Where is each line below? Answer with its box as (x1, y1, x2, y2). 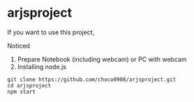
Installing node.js (17, 62, 66, 71)
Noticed (7, 41, 30, 50)
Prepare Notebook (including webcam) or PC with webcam (17, 54, 187, 64)
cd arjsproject (7, 82, 52, 89)
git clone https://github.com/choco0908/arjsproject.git (7, 75, 177, 83)
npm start (7, 88, 36, 95)
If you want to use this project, (7, 28, 95, 36)
